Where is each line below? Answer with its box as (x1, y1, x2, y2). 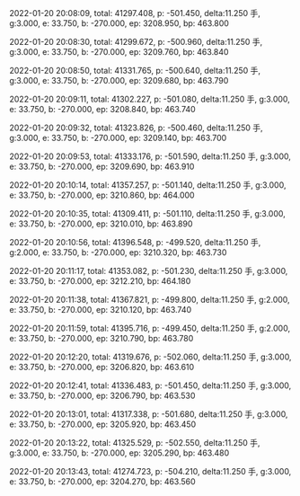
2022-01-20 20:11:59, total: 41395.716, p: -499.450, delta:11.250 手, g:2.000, (9, 323, 290, 333)
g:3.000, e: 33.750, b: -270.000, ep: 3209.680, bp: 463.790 (9, 75, 229, 85)
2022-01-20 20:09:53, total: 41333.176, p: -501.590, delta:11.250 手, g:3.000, (9, 151, 292, 162)
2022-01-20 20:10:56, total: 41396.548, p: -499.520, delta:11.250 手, (9, 237, 261, 247)
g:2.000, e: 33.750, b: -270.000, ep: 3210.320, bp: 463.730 (9, 247, 227, 258)
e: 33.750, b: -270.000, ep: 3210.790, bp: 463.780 (9, 333, 194, 343)
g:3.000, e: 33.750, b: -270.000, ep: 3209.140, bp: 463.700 (9, 133, 227, 143)
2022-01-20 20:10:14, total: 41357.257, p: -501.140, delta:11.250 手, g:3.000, (9, 180, 287, 190)
